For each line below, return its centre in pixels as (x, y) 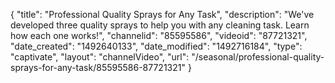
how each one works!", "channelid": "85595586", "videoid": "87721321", (159, 35)
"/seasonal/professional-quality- (258, 57)
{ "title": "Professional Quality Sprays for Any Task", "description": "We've (162, 14)
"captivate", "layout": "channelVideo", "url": (100, 57)
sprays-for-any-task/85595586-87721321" (98, 67)
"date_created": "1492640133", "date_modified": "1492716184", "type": (156, 46)
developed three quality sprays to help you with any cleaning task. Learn (160, 25)
